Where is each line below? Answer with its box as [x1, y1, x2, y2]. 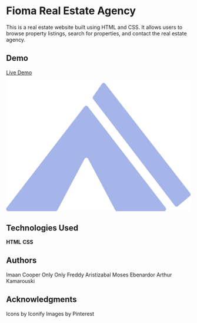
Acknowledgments [6, 295, 78, 305]
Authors [6, 255, 37, 266]
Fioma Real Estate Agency [6, 4, 136, 18]
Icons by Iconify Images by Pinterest [6, 310, 95, 317]
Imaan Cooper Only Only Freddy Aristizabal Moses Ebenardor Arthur [6, 271, 172, 278]
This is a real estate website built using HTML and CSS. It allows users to [6, 24, 183, 31]
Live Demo [6, 69, 32, 76]
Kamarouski [6, 277, 35, 284]
